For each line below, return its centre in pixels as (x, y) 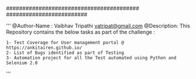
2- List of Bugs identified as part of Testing (65, 53)
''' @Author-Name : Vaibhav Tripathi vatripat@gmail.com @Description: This (98, 26)
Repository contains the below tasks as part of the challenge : (80, 32)
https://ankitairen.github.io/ (44, 48)
